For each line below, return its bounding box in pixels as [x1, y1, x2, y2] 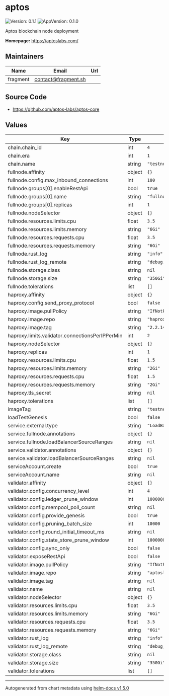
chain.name [8, 161, 35, 168]
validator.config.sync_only [8, 545, 70, 552]
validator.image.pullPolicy [8, 561, 69, 568]
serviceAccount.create [8, 463, 61, 470]
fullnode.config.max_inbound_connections [8, 177, 108, 184]
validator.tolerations [8, 667, 55, 674]
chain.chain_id [8, 144, 42, 151]
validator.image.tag [8, 578, 53, 585]
